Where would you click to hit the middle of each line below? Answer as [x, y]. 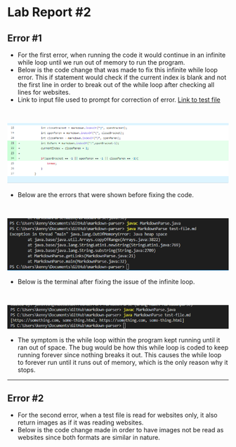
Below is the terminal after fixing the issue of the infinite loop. [106, 281]
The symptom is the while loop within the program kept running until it [119, 340]
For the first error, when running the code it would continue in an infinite [122, 55]
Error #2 [26, 398]
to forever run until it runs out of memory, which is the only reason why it [123, 362]
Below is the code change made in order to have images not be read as [120, 430]
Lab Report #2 [49, 12]
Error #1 [25, 38]
